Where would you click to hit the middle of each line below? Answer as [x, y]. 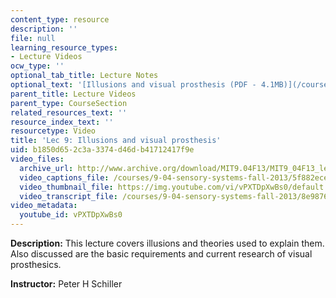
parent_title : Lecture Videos [73, 94]
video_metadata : [44, 206]
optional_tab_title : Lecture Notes [84, 76]
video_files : [37, 159]
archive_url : [46, 168]
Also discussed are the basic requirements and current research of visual [161, 254]
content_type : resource [60, 19]
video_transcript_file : [68, 196]
